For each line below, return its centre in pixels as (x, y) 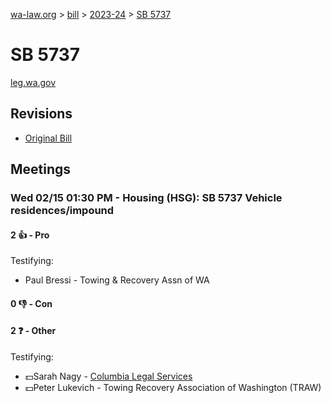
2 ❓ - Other (33, 331)
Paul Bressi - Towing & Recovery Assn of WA (117, 280)
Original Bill (48, 138)
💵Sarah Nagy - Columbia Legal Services (108, 376)
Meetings (41, 169)
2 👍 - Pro (30, 235)
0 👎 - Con (31, 303)
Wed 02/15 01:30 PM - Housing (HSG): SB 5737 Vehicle (146, 198)
